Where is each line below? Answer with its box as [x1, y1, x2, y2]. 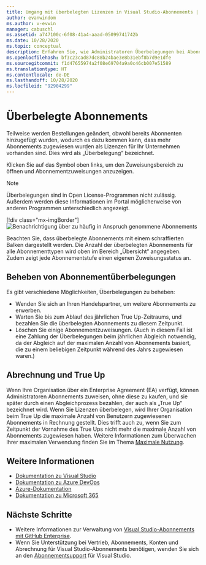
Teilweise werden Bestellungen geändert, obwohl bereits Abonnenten [6, 129, 182, 137]
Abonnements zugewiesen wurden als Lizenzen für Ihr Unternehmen [6, 142, 180, 150]
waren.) [15, 352, 35, 359]
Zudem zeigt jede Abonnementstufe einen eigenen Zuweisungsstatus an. [6, 254, 191, 261]
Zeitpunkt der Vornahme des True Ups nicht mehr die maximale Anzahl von [6, 425, 196, 433]
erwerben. [15, 306, 42, 314]
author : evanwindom [6, 15, 56, 21]
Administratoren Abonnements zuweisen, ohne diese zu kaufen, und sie [6, 393, 188, 400]
